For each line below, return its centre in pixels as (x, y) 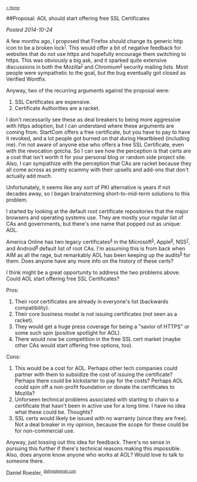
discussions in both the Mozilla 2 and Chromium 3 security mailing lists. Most (97, 66)
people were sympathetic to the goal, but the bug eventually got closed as (96, 73)
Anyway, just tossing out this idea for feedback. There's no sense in (88, 443)
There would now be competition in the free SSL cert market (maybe (98, 339)
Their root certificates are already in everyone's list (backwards (91, 302)
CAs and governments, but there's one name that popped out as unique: (94, 224)
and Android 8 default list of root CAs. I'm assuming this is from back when (96, 248)
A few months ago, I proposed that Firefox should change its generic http (95, 41)
